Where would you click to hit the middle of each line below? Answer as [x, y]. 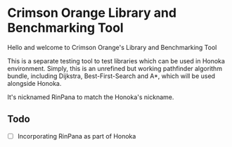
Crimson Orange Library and [92, 13]
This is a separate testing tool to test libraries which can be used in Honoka [116, 60]
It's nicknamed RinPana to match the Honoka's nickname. [91, 97]
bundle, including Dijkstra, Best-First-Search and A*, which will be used [111, 76]
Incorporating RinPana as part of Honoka [77, 136]
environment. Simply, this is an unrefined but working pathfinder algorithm [115, 68]
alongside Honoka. [34, 83]
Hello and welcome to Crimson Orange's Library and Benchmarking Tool [112, 47]
